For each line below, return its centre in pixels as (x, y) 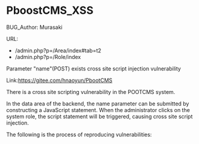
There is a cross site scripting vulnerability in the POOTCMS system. (91, 92)
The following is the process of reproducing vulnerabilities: (79, 134)
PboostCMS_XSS (50, 11)
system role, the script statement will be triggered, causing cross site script (99, 116)
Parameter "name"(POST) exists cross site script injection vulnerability (94, 68)
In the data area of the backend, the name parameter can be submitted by (98, 104)
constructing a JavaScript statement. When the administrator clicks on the (98, 110)
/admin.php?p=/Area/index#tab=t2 (58, 50)
